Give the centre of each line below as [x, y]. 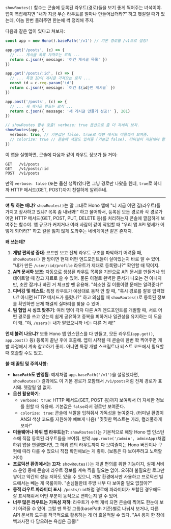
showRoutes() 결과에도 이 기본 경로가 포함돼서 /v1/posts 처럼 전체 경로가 [85, 381]
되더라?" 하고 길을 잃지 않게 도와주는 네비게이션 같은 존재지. [74, 231]
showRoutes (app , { [25, 130]
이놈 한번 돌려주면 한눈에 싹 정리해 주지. [55, 20]
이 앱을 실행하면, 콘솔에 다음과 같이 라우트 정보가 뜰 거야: [62, 154]
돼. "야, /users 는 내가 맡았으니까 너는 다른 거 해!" [67, 323]
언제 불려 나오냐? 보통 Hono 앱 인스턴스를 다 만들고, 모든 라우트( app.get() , [80, 333]
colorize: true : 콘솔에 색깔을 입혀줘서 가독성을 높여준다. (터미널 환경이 [92, 413]
